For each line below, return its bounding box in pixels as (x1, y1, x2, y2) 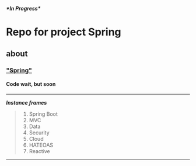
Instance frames (6, 99, 47, 106)
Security (29, 129, 50, 136)
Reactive (29, 147, 51, 154)
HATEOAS (29, 141, 54, 148)
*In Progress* (6, 5, 41, 12)
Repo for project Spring (6, 26, 121, 39)
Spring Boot (29, 110, 58, 117)
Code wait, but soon (6, 81, 56, 88)
